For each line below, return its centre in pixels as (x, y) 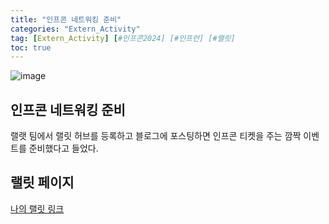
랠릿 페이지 (42, 182)
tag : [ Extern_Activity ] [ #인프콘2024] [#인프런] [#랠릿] (123, 38)
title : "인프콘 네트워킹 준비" (66, 19)
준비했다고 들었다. (63, 148)
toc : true (31, 47)
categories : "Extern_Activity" (75, 29)
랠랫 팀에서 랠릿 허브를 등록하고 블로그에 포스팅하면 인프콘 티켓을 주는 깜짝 (156, 136)
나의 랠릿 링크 (37, 208)
